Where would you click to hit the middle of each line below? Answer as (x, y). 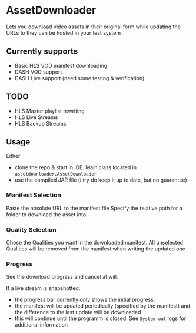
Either (13, 156)
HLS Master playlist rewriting (50, 111)
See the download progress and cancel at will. (62, 277)
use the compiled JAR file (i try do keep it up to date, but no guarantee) (101, 180)
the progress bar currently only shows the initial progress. (85, 300)
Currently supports (42, 52)
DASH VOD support (38, 72)
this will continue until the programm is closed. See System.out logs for (100, 318)
